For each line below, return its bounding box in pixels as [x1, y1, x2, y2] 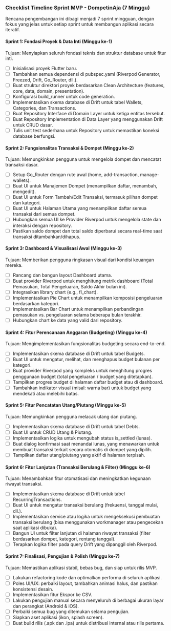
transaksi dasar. [5, 162, 39, 168]
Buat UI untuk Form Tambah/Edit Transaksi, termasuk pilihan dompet [12, 194, 158, 200]
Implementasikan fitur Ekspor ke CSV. [12, 592, 92, 598]
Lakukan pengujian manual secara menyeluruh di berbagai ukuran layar [12, 597, 164, 603]
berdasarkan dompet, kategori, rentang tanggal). [12, 536, 116, 542]
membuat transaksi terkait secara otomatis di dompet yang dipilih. [12, 447, 153, 453]
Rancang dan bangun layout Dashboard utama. [12, 272, 113, 278]
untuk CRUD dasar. [12, 122, 53, 128]
